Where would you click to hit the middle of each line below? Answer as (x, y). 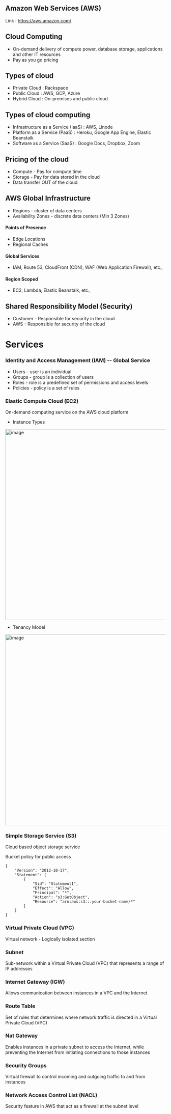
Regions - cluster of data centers (47, 210)
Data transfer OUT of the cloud (45, 182)
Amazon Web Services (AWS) (53, 8)
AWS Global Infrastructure (48, 198)
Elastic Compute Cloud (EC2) (42, 401)
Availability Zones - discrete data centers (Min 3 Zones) (71, 216)
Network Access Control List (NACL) (51, 1095)
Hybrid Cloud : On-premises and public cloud (60, 99)
